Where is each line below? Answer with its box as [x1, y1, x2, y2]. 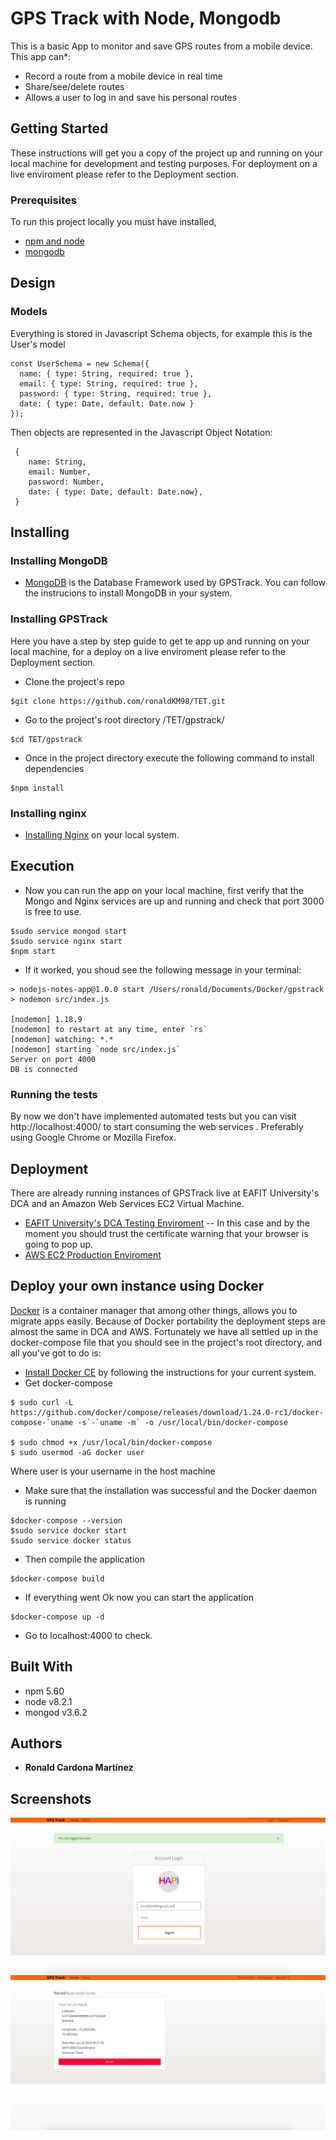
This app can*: [10, 50, 72, 62]
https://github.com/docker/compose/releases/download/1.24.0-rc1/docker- [10, 1407, 325, 1417]
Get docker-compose [24, 1377, 113, 1389]
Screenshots [10, 1790, 92, 1807]
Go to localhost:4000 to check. [24, 1629, 153, 1641]
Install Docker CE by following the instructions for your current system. [24, 1366, 317, 1378]
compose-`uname [10, 1417, 74, 1427]
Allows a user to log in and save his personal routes [24, 91, 238, 103]
